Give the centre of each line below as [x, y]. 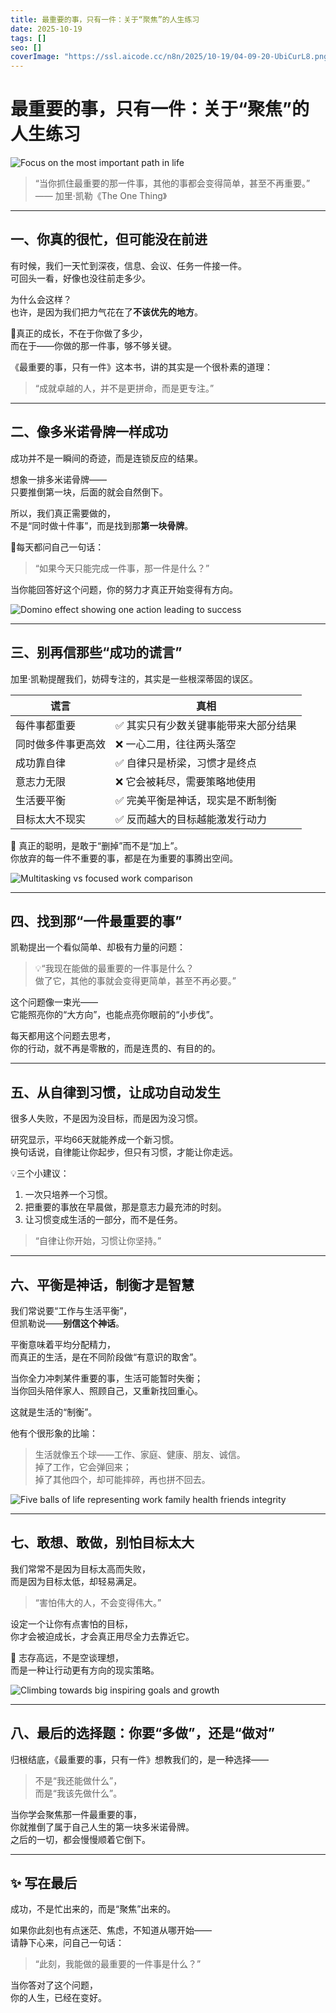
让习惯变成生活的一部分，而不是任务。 [103, 1220]
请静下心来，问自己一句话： [67, 1943]
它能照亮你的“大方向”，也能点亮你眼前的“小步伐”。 [114, 1015]
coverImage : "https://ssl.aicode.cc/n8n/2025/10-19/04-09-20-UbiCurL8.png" [171, 57]
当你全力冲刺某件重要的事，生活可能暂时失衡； [106, 1378]
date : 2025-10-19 [46, 29]
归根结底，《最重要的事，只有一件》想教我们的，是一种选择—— [139, 1759]
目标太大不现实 [51, 819]
